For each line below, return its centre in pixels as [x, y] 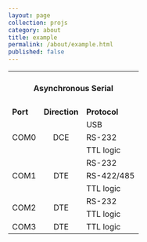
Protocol [102, 112]
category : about [34, 30]
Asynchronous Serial [73, 89]
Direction [61, 112]
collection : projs [38, 23]
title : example [33, 37]
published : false [36, 52]
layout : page [29, 15]
